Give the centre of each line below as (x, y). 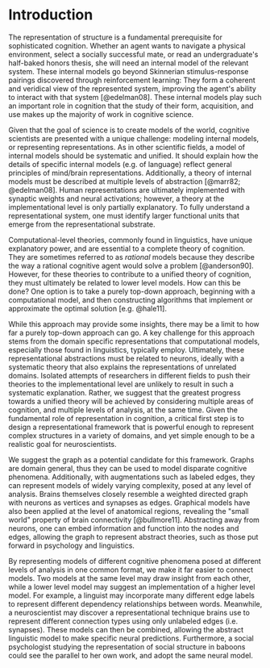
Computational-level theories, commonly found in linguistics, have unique (130, 240)
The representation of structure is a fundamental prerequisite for (116, 37)
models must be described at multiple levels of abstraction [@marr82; (125, 181)
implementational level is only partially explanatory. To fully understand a (129, 207)
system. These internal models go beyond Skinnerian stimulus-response (129, 71)
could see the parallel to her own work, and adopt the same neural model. (131, 655)
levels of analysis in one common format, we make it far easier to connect (131, 570)
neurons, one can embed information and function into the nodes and (124, 528)
